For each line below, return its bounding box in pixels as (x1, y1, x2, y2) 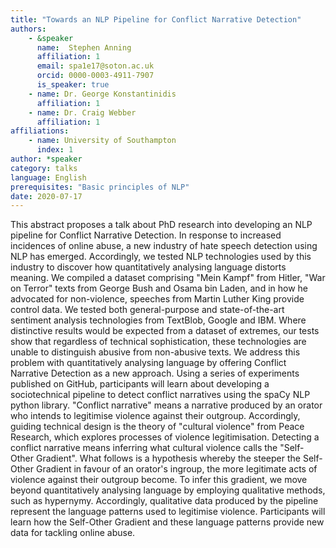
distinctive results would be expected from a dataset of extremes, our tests (10, 325, 320, 337)
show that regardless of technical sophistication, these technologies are (10, 336, 307, 348)
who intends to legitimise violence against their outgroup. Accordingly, (10, 410, 301, 422)
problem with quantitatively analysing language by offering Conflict (10, 357, 287, 369)
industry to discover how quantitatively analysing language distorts (10, 261, 287, 273)
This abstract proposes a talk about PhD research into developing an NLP (10, 219, 313, 231)
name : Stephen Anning (36, 42, 132, 53)
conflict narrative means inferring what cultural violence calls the (10, 442, 278, 454)
